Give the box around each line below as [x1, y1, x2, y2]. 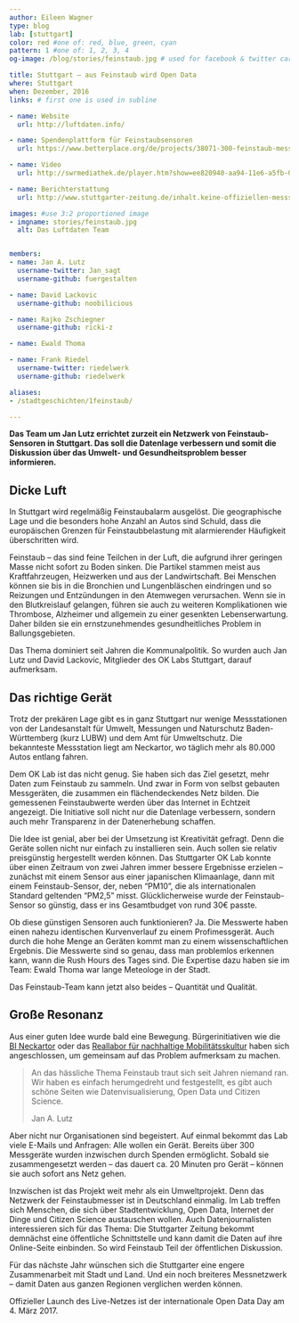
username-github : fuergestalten [17, 274, 138, 283]
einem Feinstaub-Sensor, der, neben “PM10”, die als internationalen [9, 881, 256, 892]
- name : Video [9, 160, 62, 169]
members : [9, 250, 42, 259]
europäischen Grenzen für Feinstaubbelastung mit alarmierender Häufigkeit [9, 525, 287, 536]
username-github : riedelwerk [17, 372, 125, 381]
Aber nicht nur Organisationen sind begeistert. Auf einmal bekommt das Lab [9, 1130, 288, 1141]
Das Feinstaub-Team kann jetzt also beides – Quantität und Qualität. [9, 982, 258, 992]
